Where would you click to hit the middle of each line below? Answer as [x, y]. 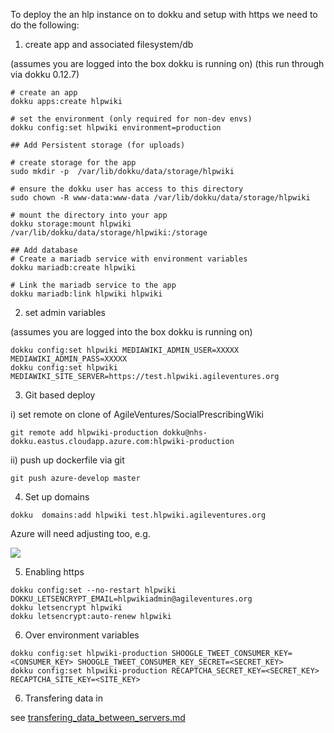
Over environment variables [82, 635]
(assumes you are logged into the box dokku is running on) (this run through [167, 63]
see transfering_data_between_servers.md [98, 717]
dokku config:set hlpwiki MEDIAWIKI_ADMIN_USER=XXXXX [125, 350]
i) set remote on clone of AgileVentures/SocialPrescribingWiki [137, 414]
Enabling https [54, 572]
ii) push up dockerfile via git [67, 460]
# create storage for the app [73, 163]
